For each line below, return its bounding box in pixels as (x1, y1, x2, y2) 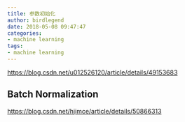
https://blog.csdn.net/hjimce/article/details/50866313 (7, 107, 162, 115)
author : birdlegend (7, 17, 64, 24)
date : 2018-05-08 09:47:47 (7, 23, 86, 30)
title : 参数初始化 (7, 10, 56, 17)
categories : (7, 29, 42, 37)
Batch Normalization (7, 89, 99, 100)
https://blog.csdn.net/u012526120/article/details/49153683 (7, 68, 178, 77)
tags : (7, 43, 23, 49)
